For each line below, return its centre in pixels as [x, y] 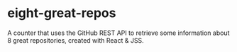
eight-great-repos [62, 13]
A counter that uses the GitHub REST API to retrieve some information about [118, 33]
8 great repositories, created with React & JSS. [76, 40]
